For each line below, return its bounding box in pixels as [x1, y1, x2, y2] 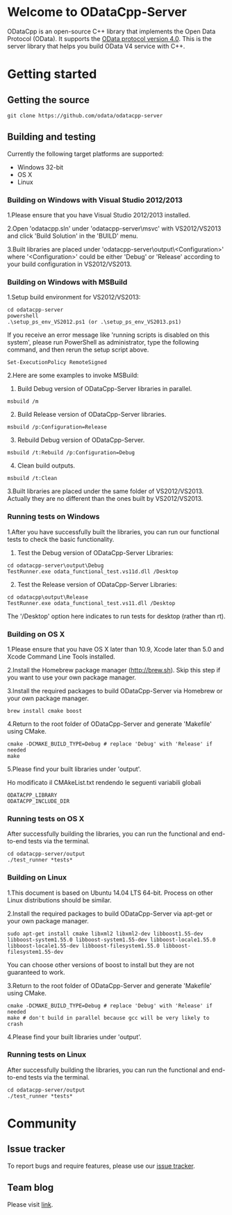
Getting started [7, 67, 97, 82]
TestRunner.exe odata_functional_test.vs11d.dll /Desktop [7, 568, 179, 575]
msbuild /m [7, 398, 39, 405]
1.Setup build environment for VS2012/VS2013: [7, 293, 141, 301]
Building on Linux [7, 873, 67, 882]
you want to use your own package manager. [7, 673, 137, 681]
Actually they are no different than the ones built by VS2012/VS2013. [7, 495, 204, 503]
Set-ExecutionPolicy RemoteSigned [7, 359, 108, 366]
